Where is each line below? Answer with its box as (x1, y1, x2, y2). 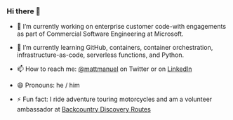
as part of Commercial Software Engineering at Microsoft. (16, 29, 184, 38)
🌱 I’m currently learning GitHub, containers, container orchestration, (16, 44, 213, 52)
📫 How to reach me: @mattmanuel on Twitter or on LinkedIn (16, 65, 192, 73)
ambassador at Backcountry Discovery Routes (16, 105, 152, 114)
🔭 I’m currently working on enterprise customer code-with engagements (16, 22, 226, 31)
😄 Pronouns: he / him (16, 81, 80, 90)
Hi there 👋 (6, 6, 41, 16)
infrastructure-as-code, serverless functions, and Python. (16, 51, 185, 59)
